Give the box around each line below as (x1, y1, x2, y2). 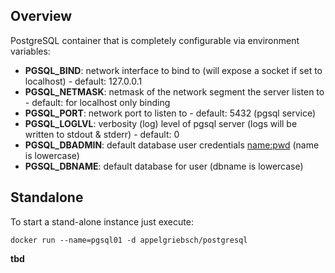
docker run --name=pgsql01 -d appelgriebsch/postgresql (10, 235, 248, 245)
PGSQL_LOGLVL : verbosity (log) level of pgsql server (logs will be (24, 117, 298, 129)
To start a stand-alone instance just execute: (10, 215, 194, 228)
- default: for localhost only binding (24, 96, 171, 108)
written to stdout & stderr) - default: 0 (24, 128, 180, 140)
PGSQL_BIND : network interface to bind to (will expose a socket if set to (24, 64, 323, 76)
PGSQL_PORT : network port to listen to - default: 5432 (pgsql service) (24, 107, 317, 119)
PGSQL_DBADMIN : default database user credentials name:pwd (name (24, 139, 320, 151)
